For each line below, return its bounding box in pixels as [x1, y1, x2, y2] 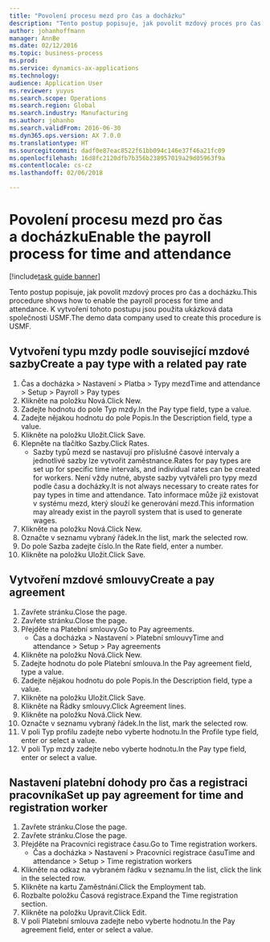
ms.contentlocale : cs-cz [9, 162, 92, 170]
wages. [32, 515, 58, 525]
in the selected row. [20, 874, 87, 883]
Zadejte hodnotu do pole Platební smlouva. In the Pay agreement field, [20, 658, 252, 668]
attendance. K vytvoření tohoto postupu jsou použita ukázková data [9, 304, 234, 314]
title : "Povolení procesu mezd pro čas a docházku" [9, 11, 186, 20]
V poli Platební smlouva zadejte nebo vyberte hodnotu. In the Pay [20, 916, 235, 926]
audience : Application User [9, 79, 104, 87]
